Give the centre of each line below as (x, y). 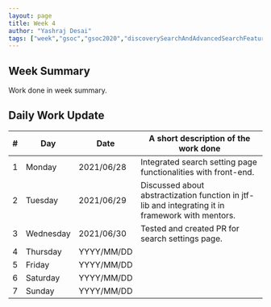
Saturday (43, 277)
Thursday (44, 251)
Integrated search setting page (199, 162)
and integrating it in (188, 205)
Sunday (40, 291)
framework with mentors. (188, 215)
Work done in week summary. (58, 90)
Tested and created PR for (190, 228)
